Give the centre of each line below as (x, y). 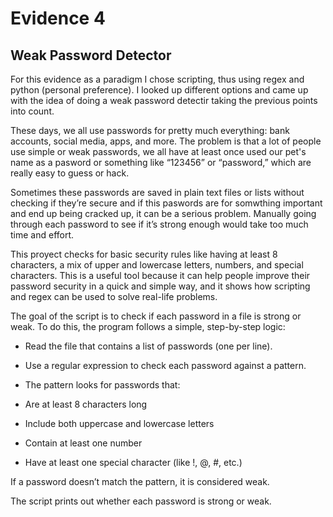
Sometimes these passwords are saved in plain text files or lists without (157, 192)
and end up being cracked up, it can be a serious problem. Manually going (163, 213)
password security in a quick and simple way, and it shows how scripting (160, 286)
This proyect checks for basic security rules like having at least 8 (144, 254)
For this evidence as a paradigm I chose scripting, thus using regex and (157, 79)
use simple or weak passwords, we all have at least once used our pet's (158, 151)
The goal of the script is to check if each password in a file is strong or (156, 316)
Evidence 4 (58, 18)
